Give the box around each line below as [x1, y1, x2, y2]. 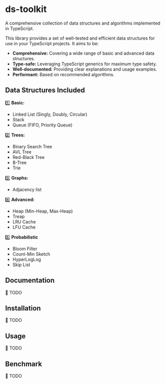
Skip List [12, 262, 30, 268]
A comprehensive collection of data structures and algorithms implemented [5, 20, 161, 26]
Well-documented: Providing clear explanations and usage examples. [12, 66, 157, 72]
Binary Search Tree [12, 143, 52, 149]
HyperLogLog [12, 256, 41, 262]
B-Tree [12, 159, 26, 165]
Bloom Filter [12, 246, 37, 252]
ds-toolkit [5, 4, 47, 15]
